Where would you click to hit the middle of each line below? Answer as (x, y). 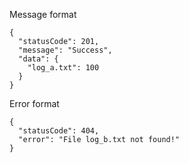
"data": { (38, 59)
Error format (34, 103)
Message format (43, 14)
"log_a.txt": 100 (63, 68)
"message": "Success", (65, 50)
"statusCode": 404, (59, 131)
